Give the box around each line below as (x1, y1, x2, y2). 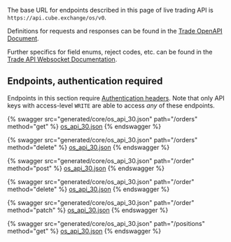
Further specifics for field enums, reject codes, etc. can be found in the (7, 48, 213, 56)
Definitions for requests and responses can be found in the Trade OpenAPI (7, 27, 223, 35)
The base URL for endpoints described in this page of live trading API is (7, 6, 213, 14)
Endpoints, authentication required (7, 75, 163, 87)
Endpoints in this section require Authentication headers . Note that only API (7, 93, 225, 102)
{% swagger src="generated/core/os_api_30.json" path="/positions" (7, 219, 205, 227)
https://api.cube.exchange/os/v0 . (7, 13, 106, 22)
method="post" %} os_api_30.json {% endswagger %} (7, 164, 165, 172)
